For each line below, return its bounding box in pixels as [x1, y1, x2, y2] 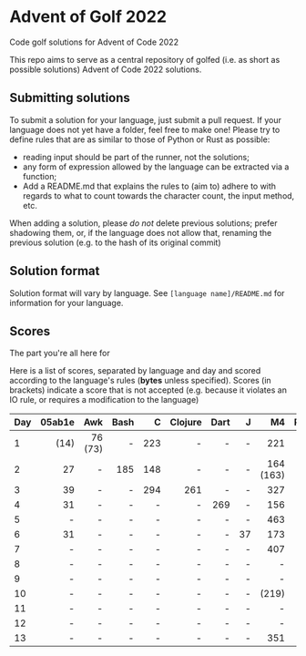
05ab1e [40, 416, 76, 429]
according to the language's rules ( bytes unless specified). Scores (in [9, 375, 271, 386]
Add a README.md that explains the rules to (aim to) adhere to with [22, 180, 276, 191]
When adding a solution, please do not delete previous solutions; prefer [9, 217, 278, 229]
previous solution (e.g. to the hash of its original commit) [9, 237, 221, 248]
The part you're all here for [9, 348, 111, 359]
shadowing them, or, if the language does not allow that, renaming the [9, 227, 272, 238]
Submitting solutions [9, 90, 130, 106]
